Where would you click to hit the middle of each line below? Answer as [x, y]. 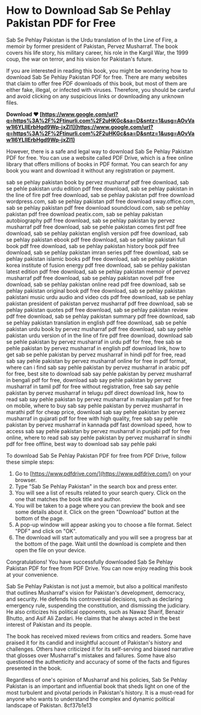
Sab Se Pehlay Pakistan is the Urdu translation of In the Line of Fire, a [92, 40]
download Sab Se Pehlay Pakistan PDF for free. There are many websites [97, 77]
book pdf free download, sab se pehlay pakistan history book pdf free [93, 246]
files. [12, 102]
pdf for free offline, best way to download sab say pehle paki [82, 444]
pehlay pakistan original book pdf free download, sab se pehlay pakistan [96, 291]
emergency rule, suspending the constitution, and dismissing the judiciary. [98, 605]
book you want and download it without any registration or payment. [91, 170]
